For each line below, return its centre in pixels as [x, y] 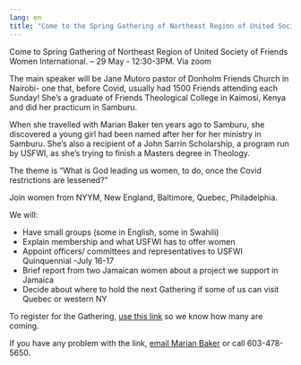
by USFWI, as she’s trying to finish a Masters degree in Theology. [130, 152]
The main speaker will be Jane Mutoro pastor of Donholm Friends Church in [149, 78]
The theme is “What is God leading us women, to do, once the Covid [135, 170]
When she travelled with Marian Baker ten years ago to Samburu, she [137, 124]
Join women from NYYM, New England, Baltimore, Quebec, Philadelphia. [143, 197]
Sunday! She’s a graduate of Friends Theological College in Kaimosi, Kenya [148, 97]
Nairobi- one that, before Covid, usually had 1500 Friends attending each [144, 88]
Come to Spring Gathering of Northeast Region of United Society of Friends [149, 51]
